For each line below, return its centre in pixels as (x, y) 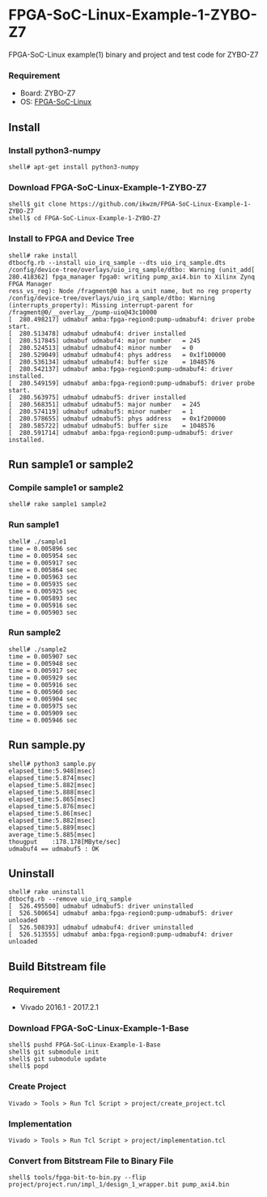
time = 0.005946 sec (43, 720)
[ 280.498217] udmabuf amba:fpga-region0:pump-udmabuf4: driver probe (131, 319)
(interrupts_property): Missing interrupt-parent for (101, 305)
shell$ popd (28, 1067)
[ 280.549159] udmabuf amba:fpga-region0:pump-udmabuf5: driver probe (131, 383)
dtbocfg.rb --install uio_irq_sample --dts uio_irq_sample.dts (117, 262)
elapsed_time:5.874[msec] (52, 778)
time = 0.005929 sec (43, 678)
